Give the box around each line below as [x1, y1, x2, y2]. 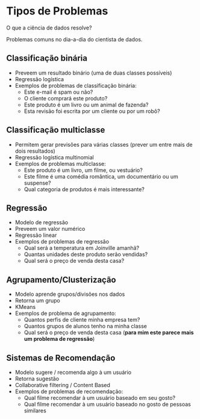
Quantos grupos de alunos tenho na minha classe [23, 323, 148, 330]
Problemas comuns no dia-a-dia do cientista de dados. [6, 35, 143, 43]
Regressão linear [14, 231, 57, 239]
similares [23, 407, 46, 414]
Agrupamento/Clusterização [6, 275, 116, 285]
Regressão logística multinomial [14, 153, 95, 161]
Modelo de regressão [14, 219, 68, 226]
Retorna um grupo [14, 297, 60, 304]
